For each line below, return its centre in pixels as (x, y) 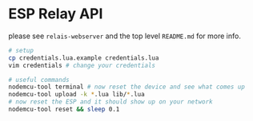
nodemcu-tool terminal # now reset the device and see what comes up (127, 87)
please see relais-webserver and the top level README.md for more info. (125, 36)
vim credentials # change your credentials (82, 65)
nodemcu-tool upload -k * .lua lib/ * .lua (77, 95)
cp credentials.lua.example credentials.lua (84, 58)
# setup (21, 50)
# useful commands (39, 80)
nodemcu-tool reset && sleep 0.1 (64, 109)
